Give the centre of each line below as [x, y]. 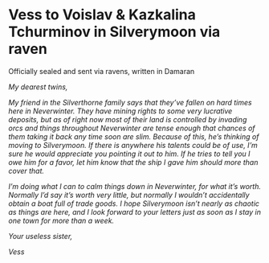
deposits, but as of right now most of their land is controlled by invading [128, 119]
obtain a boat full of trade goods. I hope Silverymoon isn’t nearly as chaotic [134, 203]
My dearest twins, [38, 87]
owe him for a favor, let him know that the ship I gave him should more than [133, 162]
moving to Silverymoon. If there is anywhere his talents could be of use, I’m [133, 145]
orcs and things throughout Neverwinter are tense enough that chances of [132, 128]
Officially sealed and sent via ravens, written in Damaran [102, 71]
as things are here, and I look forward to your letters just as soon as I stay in [134, 212]
